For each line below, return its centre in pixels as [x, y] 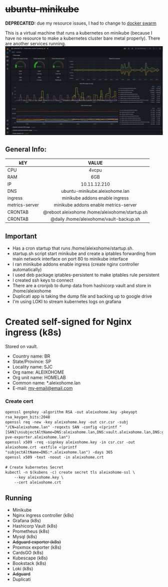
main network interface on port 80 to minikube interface [70, 259]
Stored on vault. [22, 346]
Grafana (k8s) [27, 521]
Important [21, 236]
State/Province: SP [32, 362]
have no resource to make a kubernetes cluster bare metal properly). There [83, 38]
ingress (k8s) [33, 333]
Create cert [19, 401]
